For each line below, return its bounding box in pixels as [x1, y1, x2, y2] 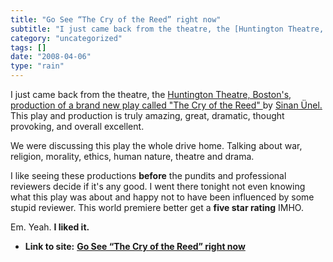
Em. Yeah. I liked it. [10, 221, 90, 233]
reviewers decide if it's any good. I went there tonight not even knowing [10, 181, 306, 192]
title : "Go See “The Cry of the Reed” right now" [10, 14, 222, 25]
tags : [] [10, 42, 47, 53]
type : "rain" [10, 61, 65, 71]
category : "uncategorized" [10, 33, 123, 43]
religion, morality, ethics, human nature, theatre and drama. [10, 151, 255, 162]
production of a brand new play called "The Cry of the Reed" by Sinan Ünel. [10, 99, 323, 111]
